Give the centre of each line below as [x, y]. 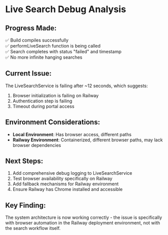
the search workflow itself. [33, 228]
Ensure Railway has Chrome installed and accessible [68, 189]
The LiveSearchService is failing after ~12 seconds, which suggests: [77, 86]
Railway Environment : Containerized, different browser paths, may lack [88, 140]
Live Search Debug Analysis [66, 9]
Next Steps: [24, 161]
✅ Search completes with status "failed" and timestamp [63, 51]
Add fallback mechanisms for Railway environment [65, 184]
